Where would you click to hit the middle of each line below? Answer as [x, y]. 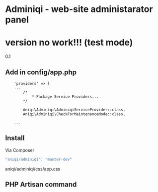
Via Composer [20, 150]
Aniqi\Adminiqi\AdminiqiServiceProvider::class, [74, 110]
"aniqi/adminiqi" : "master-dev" [39, 159]
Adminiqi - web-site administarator [79, 9]
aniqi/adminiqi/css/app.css [33, 169]
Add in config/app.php [41, 72]
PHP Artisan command [41, 185]
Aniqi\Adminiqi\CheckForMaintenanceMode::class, [74, 114]
